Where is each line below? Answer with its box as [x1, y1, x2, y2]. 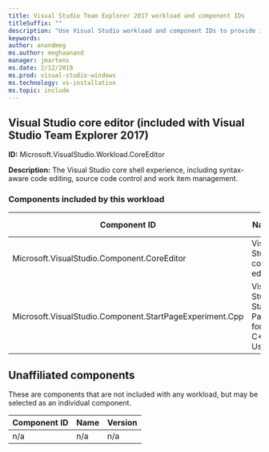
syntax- [219, 165, 244, 175]
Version [106, 418, 138, 429]
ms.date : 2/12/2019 [8, 64, 74, 72]
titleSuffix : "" [8, 19, 62, 27]
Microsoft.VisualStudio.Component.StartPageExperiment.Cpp [12, 311, 244, 322]
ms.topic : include [8, 86, 70, 95]
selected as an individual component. [8, 398, 132, 408]
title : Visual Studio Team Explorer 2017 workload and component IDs [8, 11, 246, 20]
